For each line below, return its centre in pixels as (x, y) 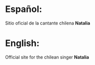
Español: (24, 9)
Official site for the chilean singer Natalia (47, 57)
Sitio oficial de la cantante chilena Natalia (48, 23)
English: (22, 43)
